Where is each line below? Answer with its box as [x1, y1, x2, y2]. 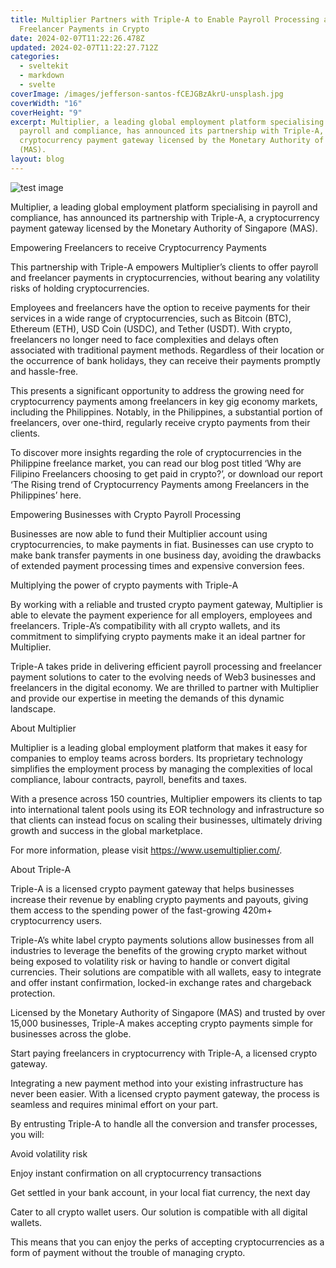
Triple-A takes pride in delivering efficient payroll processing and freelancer [10, 660, 322, 672]
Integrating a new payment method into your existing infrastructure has [10, 1077, 304, 1089]
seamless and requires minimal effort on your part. [10, 1098, 219, 1110]
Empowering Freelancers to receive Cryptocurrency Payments [10, 241, 267, 253]
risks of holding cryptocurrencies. [10, 282, 150, 294]
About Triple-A [10, 863, 72, 875]
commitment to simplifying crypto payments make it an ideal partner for [10, 630, 306, 642]
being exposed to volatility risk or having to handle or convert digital [10, 955, 291, 967]
